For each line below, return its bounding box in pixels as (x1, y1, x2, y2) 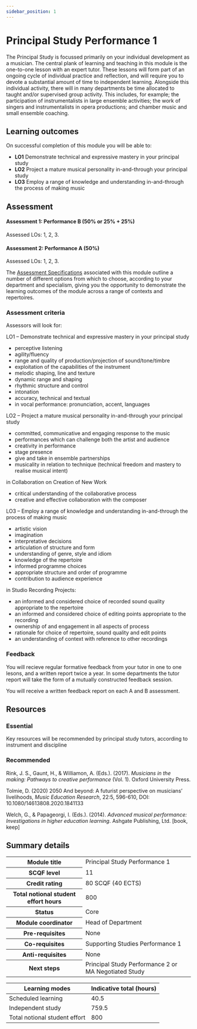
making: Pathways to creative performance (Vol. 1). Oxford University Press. (6, 776, 191, 783)
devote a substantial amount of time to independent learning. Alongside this (6, 78, 189, 85)
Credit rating (26, 879, 63, 887)
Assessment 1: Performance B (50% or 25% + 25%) (6, 218, 135, 225)
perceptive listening (14, 345, 63, 352)
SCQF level (28, 869, 60, 877)
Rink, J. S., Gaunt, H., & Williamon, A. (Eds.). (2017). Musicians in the (6, 769, 171, 776)
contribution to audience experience (14, 575, 103, 582)
